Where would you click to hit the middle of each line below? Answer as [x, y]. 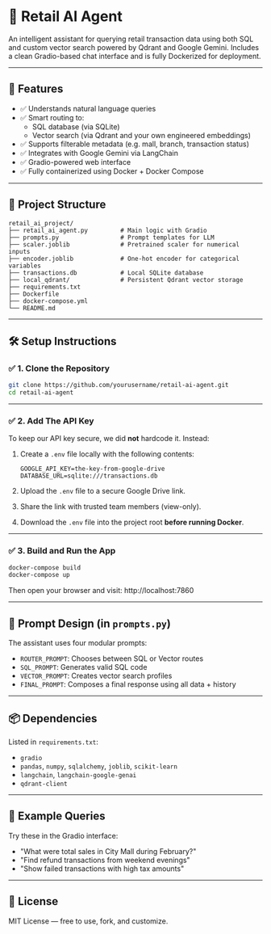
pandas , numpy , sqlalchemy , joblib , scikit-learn [98, 766]
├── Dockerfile [34, 294]
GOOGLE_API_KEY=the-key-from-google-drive [92, 469]
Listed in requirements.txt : [54, 742]
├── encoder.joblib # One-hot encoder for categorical [124, 259]
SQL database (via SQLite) [76, 126]
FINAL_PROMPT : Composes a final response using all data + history [128, 684]
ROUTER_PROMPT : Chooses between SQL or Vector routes [112, 658]
